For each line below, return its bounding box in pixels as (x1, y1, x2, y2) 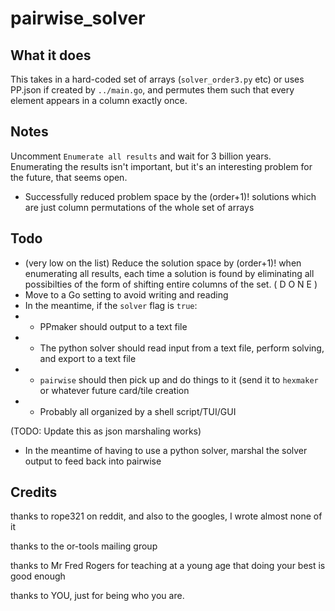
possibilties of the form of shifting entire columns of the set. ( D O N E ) (24, 278, 318, 290)
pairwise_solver (10, 7, 146, 30)
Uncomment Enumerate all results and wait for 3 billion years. (10, 150, 272, 162)
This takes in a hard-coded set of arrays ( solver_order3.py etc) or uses (10, 73, 305, 85)
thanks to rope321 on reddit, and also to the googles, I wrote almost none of (10, 510, 323, 522)
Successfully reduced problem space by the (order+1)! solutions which (24, 190, 317, 202)
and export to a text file (39, 352, 137, 364)
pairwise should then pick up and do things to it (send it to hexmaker (39, 373, 319, 386)
